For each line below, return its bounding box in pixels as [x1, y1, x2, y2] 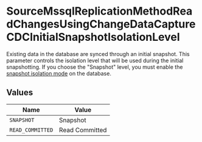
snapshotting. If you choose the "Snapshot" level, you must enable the [6, 63, 183, 71]
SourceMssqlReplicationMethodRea [6, 4, 193, 18]
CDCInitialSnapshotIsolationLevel [6, 30, 181, 44]
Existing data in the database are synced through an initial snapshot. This [6, 50, 190, 57]
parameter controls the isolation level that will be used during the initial [6, 57, 184, 64]
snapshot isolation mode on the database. [6, 69, 111, 77]
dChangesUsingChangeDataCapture [6, 17, 196, 31]
